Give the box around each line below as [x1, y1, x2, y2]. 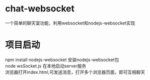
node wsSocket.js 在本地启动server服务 [5, 63, 86, 69]
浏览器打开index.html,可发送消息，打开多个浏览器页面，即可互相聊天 [5, 69, 146, 75]
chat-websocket [5, 3, 75, 14]
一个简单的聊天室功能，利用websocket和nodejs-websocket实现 [5, 20, 136, 26]
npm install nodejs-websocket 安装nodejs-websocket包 [5, 57, 119, 63]
